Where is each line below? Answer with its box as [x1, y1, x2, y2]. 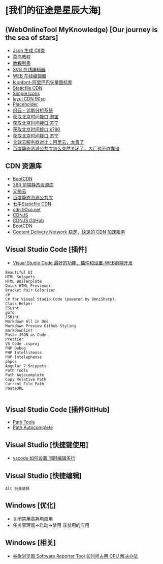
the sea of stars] [5, 33, 58, 42]
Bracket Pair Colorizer [5, 287, 56, 293]
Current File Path [5, 381, 44, 386]
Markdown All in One [5, 319, 49, 324]
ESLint [5, 305, 19, 311]
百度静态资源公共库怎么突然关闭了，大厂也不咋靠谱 [12, 146, 120, 151]
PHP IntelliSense [5, 350, 42, 355]
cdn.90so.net [12, 206, 41, 212]
